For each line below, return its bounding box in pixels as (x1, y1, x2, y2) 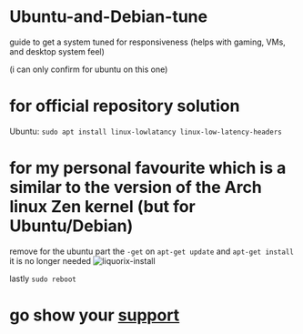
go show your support (9, 305, 180, 325)
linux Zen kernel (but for (9, 197, 196, 218)
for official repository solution (9, 96, 240, 116)
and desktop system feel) (9, 46, 105, 56)
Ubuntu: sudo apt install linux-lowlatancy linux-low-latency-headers (9, 126, 282, 137)
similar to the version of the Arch (9, 177, 262, 197)
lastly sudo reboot (9, 273, 77, 284)
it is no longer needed (9, 255, 92, 266)
